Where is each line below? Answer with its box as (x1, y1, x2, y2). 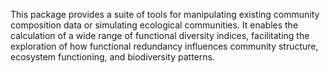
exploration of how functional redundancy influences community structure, (10, 40, 319, 52)
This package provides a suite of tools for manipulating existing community (10, 9, 320, 20)
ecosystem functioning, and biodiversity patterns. (10, 51, 215, 63)
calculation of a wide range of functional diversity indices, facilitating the (10, 30, 310, 41)
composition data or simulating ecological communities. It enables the (10, 19, 299, 31)
